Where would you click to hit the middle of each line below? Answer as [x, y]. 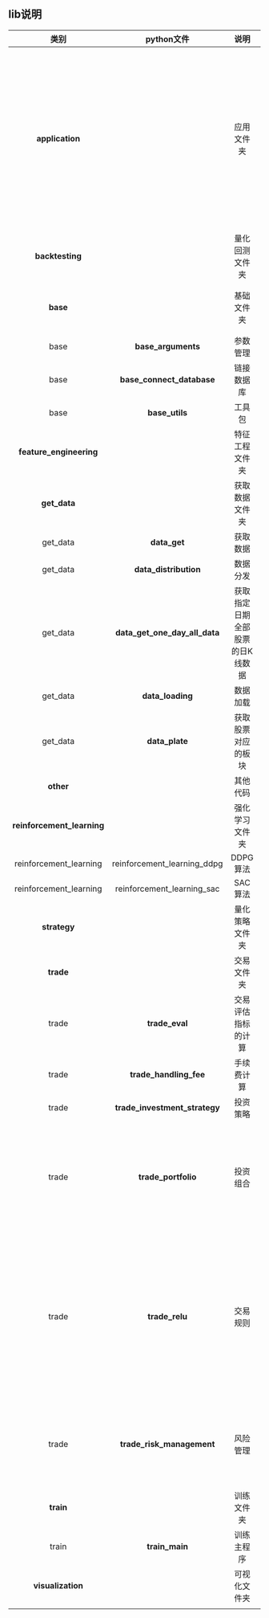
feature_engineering [58, 451]
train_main [167, 1546]
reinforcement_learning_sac [167, 889]
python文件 [167, 39]
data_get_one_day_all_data [168, 632]
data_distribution [168, 569]
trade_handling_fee [167, 1074]
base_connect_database [167, 379]
